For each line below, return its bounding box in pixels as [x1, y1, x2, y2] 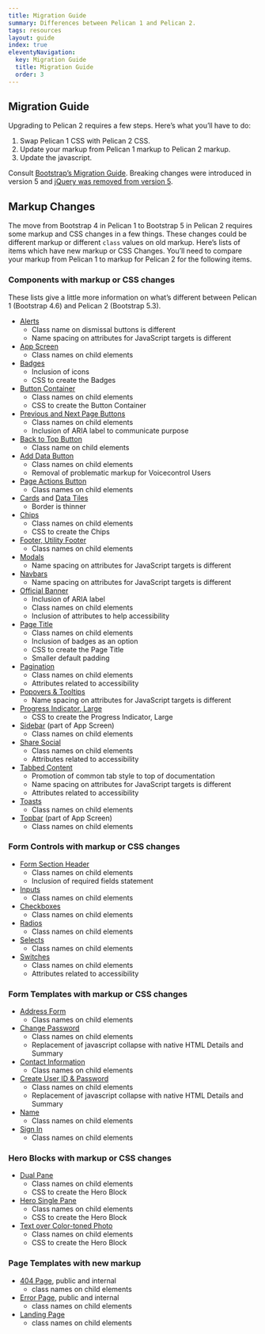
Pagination [19, 661, 55, 671]
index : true [8, 41, 47, 49]
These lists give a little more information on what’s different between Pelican [8, 292, 257, 302]
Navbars [19, 568, 48, 579]
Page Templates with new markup [8, 1258, 142, 1269]
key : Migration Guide [15, 56, 87, 64]
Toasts [19, 796, 42, 805]
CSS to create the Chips [31, 526, 111, 536]
